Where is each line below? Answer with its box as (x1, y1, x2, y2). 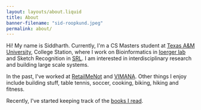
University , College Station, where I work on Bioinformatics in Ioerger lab (6, 49, 186, 56)
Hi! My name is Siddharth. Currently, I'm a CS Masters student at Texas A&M (6, 42, 195, 49)
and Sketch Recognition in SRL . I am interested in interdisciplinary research (6, 55, 192, 62)
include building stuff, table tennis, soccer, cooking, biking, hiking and (6, 79, 179, 87)
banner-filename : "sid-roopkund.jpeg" (6, 20, 103, 26)
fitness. (6, 85, 25, 93)
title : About (6, 14, 39, 20)
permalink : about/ (6, 25, 52, 32)
